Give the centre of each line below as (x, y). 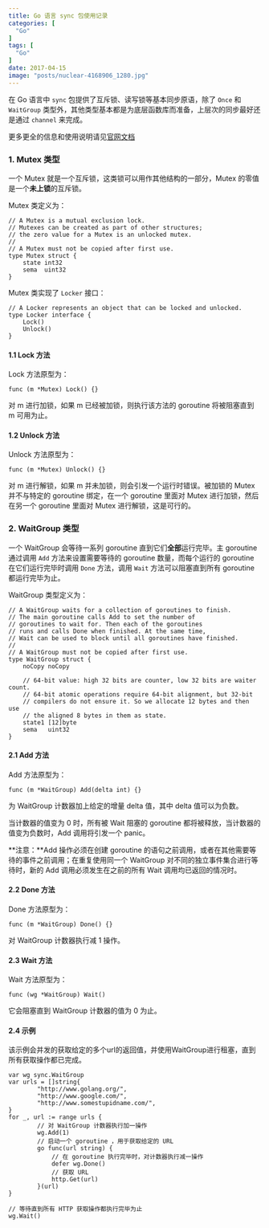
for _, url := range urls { (55, 1117)
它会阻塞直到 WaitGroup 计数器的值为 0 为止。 (85, 1011)
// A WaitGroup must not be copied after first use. (98, 652)
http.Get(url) (75, 1180)
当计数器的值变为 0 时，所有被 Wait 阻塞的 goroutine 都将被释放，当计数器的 (134, 822)
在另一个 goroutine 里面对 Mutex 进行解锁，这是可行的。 (102, 506)
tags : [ (21, 46)
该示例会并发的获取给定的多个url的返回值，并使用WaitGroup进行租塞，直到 (132, 1050)
